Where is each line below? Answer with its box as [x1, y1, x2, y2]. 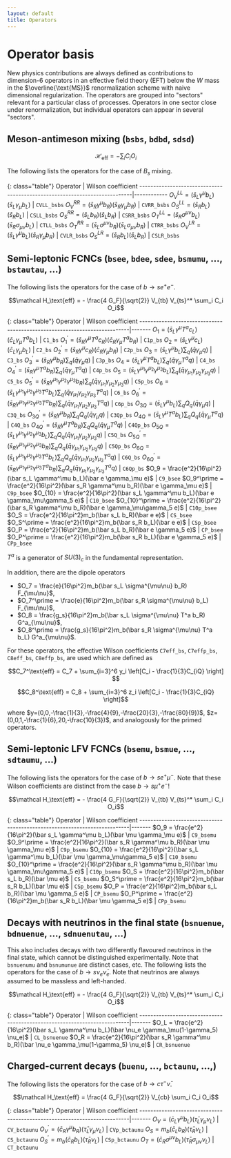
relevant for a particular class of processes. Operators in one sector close [7, 98, 217, 107]
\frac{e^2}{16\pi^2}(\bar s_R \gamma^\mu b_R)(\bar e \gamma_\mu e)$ [7, 481, 209, 490]
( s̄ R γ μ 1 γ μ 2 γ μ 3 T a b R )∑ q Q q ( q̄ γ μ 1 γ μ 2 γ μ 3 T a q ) [7, 463, 118, 475]
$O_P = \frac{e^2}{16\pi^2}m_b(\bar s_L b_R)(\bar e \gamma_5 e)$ [7, 525, 197, 534]
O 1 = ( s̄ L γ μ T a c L [152, 324, 195, 336]
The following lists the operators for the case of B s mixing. [7, 167, 172, 177]
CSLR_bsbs [151, 232, 180, 239]
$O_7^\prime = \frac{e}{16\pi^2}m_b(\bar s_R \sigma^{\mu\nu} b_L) [17, 597, 209, 604]
